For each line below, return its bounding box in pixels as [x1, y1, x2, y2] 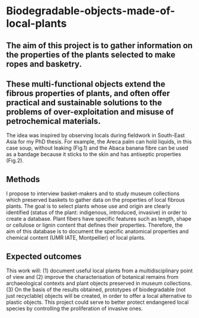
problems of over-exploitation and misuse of [6, 107, 174, 117]
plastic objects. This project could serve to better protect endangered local [6, 298, 189, 306]
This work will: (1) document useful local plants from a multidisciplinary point [6, 267, 193, 274]
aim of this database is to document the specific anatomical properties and [6, 228, 189, 235]
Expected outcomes [6, 251, 82, 262]
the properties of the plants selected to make [6, 49, 176, 60]
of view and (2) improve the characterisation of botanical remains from [6, 274, 179, 281]
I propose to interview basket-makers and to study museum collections [6, 190, 179, 197]
